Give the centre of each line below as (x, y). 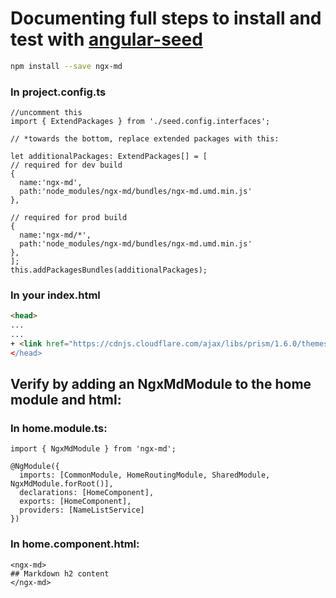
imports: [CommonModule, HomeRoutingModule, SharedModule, (145, 475)
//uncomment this (46, 113)
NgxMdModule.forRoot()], (62, 484)
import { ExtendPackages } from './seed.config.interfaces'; (140, 122)
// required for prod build (69, 218)
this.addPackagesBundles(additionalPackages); (109, 270)
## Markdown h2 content (60, 573)
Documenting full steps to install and (166, 18)
